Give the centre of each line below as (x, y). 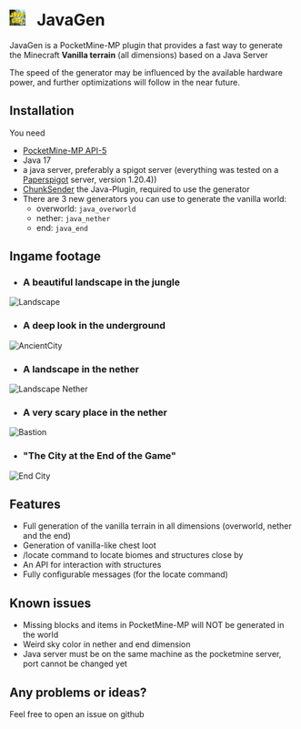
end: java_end (62, 228)
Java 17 (37, 160)
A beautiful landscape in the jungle (101, 282)
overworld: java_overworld (86, 208)
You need (27, 133)
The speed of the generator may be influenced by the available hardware (146, 72)
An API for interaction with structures (92, 565)
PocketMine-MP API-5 (65, 150)
